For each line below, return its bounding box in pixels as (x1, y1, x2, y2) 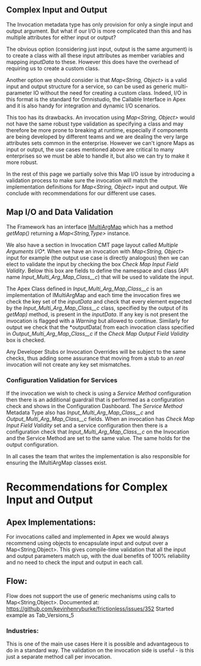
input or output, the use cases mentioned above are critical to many (6, 146, 175, 153)
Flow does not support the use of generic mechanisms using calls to (6, 592, 176, 600)
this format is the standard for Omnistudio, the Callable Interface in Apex (6, 95, 186, 103)
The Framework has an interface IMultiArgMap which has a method (6, 223, 173, 230)
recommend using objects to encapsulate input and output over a (6, 539, 169, 546)
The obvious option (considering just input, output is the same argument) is (6, 45, 193, 53)
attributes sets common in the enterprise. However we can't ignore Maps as (6, 139, 194, 147)
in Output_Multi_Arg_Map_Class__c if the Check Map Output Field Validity (6, 330, 189, 337)
